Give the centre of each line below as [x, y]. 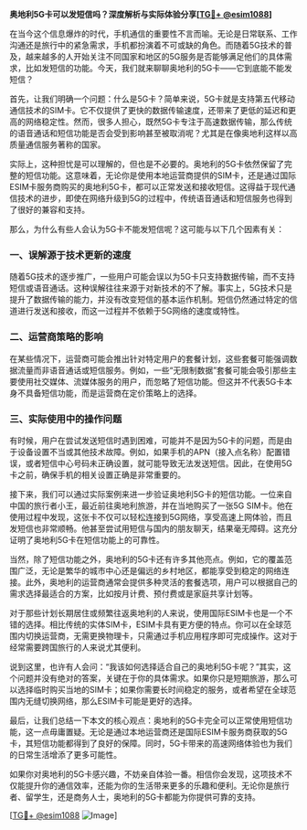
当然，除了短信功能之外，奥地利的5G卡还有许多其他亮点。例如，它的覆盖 [147, 559]
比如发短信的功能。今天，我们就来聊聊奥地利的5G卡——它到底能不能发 [159, 68]
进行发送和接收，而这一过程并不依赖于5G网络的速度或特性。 [131, 311]
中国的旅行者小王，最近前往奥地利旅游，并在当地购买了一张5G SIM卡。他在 [152, 505]
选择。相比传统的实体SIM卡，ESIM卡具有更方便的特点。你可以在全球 [154, 624]
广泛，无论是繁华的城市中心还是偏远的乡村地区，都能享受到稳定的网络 [149, 570]
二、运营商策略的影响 [56, 337]
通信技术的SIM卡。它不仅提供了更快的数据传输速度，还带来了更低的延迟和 [149, 110]
